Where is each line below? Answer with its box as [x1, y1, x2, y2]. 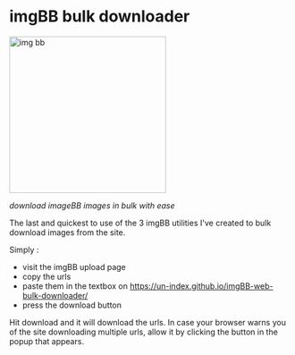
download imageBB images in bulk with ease [9, 199, 175, 211]
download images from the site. [9, 226, 126, 238]
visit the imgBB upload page [21, 261, 127, 272]
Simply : [9, 244, 39, 255]
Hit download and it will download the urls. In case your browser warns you [9, 317, 286, 327]
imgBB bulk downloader [9, 6, 190, 27]
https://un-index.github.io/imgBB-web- [129, 280, 274, 292]
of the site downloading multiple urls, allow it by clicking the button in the [9, 326, 279, 337]
